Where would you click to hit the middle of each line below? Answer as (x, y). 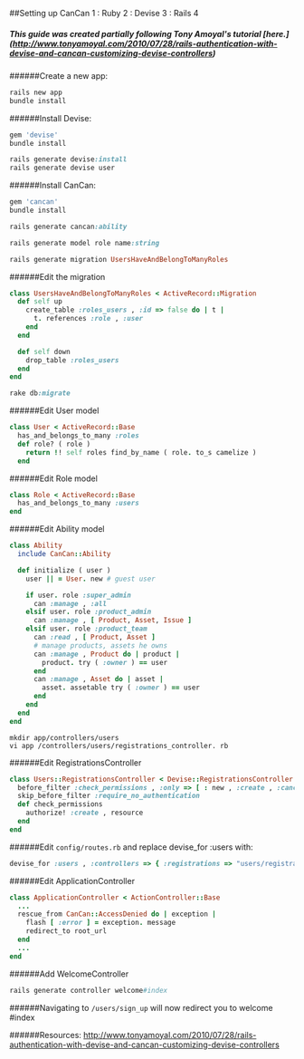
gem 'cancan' (34, 202)
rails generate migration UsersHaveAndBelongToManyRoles (119, 259)
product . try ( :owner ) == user (105, 662)
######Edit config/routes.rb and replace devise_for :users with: (131, 847)
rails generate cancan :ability (68, 226)
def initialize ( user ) (64, 570)
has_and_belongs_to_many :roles (79, 436)
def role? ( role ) (54, 444)
